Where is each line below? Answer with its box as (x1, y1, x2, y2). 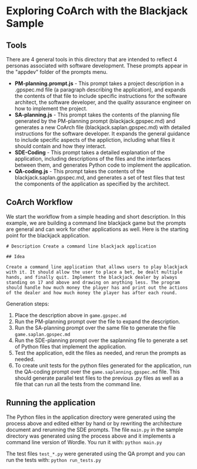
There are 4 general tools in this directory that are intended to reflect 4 (6, 56, 178, 63)
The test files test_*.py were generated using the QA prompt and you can (6, 450, 185, 457)
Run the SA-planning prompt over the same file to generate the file (14, 324, 176, 331)
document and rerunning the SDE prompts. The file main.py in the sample (6, 426, 183, 433)
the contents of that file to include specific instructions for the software (14, 93, 187, 99)
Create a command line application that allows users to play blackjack (6, 264, 188, 270)
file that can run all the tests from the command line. (14, 380, 141, 387)
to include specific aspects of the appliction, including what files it (14, 136, 175, 143)
